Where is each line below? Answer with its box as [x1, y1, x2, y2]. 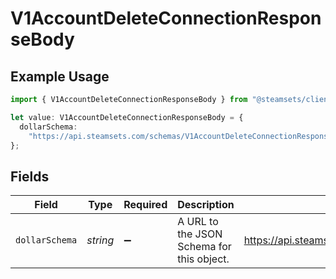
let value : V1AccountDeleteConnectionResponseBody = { [10, 112, 244, 122]
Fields [10, 168, 50, 185]
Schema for [177, 240, 232, 254]
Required [123, 198, 168, 212]
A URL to [177, 215, 219, 229]
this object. [177, 252, 230, 266]
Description [177, 198, 235, 212]
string [86, 233, 115, 247]
